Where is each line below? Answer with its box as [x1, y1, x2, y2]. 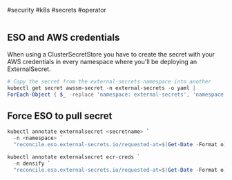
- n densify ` [13, 160, 51, 167]
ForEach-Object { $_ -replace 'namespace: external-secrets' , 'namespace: [7, 91, 227, 98]
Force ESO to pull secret [7, 110, 113, 121]
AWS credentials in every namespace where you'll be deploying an [7, 57, 197, 66]
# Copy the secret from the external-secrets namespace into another [7, 78, 212, 85]
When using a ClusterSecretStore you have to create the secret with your [7, 50, 215, 58]
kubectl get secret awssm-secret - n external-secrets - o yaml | [7, 84, 196, 92]
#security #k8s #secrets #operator [7, 6, 107, 14]
